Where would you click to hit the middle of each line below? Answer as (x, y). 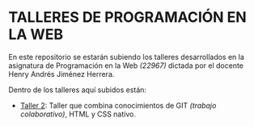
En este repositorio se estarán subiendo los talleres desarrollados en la (127, 57)
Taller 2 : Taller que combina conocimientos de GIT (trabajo (118, 105)
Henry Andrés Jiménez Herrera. (61, 74)
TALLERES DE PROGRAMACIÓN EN (127, 17)
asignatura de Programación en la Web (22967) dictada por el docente (126, 66)
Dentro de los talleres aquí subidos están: (78, 90)
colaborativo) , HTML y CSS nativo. (78, 114)
